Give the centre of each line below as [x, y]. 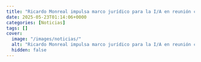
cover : [14, 34]
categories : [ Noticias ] [36, 22]
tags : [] [17, 28]
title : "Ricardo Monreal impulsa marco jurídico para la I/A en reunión [99, 12]
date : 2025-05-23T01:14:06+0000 [46, 17]
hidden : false [29, 50]
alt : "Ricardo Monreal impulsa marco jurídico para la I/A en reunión [101, 45]
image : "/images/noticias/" [47, 39]
